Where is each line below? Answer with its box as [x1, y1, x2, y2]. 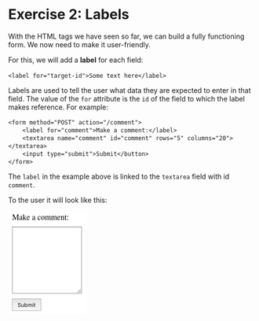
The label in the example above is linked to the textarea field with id [8, 172, 230, 181]
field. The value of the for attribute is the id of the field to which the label [8, 94, 246, 103]
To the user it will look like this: [8, 195, 108, 205]
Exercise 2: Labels [8, 6, 129, 24]
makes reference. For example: [8, 102, 108, 112]
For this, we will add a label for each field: [8, 55, 144, 65]
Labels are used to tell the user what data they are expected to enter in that [8, 85, 251, 95]
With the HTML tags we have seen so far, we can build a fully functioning [8, 31, 245, 41]
